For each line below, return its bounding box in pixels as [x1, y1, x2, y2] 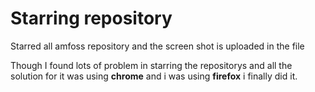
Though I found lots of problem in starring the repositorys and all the [10, 59, 293, 71]
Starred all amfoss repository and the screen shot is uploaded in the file [10, 40, 305, 52]
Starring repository [10, 7, 173, 30]
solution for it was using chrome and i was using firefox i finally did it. [10, 70, 298, 82]
